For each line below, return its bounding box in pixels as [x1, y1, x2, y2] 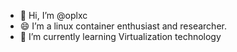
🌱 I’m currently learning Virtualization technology [19, 31, 222, 42]
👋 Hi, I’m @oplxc [19, 10, 88, 21]
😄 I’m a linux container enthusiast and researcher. [19, 20, 227, 32]
